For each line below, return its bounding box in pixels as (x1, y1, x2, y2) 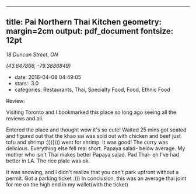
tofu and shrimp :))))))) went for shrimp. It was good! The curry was (6, 138, 168, 145)
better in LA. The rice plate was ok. (6, 157, 90, 164)
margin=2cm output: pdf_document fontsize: (6, 26, 174, 36)
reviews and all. (6, 115, 44, 122)
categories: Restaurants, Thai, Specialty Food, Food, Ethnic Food (14, 86, 170, 93)
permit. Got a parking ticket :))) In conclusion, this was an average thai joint (6, 175, 187, 182)
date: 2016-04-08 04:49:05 (14, 74, 82, 81)
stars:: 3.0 (14, 79, 39, 86)
